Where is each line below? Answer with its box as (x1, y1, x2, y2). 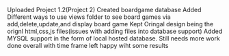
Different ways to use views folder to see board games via (7, 13, 171, 21)
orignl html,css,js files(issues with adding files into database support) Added (7, 27, 223, 35)
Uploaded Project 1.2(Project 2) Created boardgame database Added (7, 6, 202, 13)
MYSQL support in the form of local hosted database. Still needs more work (7, 34, 220, 43)
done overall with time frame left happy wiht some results (7, 42, 169, 49)
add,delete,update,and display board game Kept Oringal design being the (7, 20, 214, 28)
